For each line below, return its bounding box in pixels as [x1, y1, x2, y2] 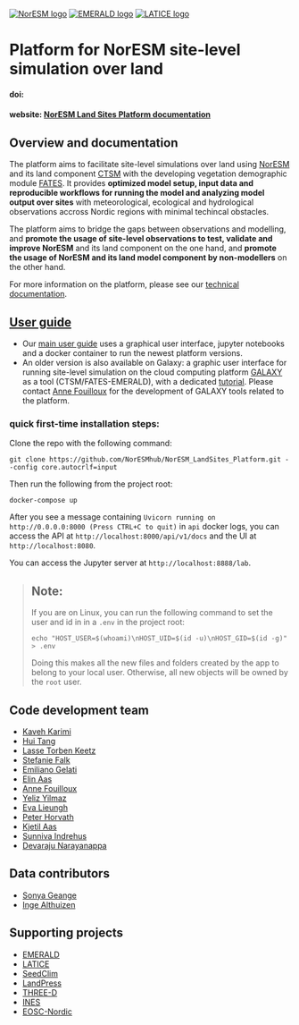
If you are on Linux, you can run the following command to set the [30, 607, 274, 618]
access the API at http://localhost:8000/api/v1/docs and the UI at [9, 530, 257, 541]
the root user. [30, 676, 82, 688]
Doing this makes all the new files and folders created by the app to [30, 657, 279, 668]
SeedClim [21, 968, 58, 978]
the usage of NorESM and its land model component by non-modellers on [9, 252, 287, 263]
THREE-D [21, 987, 58, 997]
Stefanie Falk [21, 754, 71, 765]
